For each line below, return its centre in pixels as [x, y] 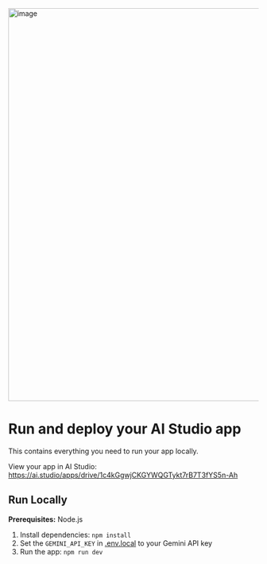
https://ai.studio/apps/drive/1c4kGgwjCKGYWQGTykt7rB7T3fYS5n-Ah [123, 475]
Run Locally [38, 500]
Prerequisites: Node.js [46, 519]
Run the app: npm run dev [61, 551]
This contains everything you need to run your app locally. [103, 451]
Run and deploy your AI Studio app [125, 429]
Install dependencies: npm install [75, 535]
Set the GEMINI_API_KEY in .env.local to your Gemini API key [116, 543]
